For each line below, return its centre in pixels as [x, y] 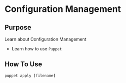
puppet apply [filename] [30, 76]
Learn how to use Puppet [37, 49]
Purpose [18, 27]
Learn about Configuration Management [46, 39]
